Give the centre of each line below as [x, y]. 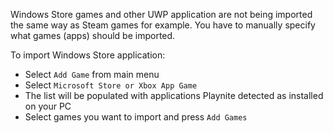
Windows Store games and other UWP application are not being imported [161, 14]
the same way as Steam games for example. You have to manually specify [163, 25]
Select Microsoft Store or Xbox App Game [111, 85]
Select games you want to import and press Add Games [136, 117]
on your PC [48, 106]
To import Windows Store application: [88, 55]
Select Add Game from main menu [92, 74]
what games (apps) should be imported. [93, 35]
